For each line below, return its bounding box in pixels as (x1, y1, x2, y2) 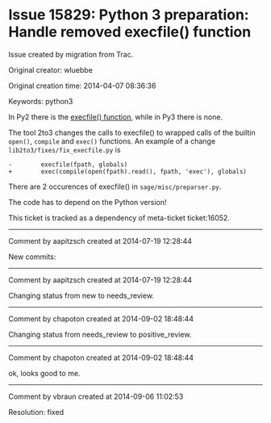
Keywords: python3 (8, 96, 73, 106)
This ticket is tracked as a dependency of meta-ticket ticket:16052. (8, 212, 230, 223)
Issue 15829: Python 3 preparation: (8, 6, 249, 24)
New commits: (8, 252, 56, 262)
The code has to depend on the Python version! (8, 197, 167, 207)
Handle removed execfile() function (8, 23, 252, 41)
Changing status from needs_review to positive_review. (8, 329, 192, 339)
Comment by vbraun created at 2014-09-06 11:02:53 (8, 392, 184, 401)
